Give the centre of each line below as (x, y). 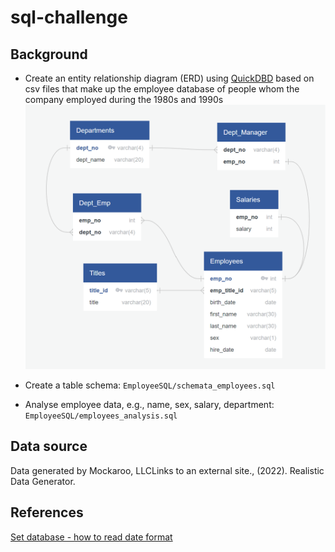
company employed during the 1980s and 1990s (124, 99)
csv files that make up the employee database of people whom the (162, 89)
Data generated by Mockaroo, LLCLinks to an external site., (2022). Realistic (167, 470)
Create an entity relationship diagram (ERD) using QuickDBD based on (169, 78)
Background (49, 54)
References (47, 512)
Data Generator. (43, 481)
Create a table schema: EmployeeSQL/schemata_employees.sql (150, 385)
